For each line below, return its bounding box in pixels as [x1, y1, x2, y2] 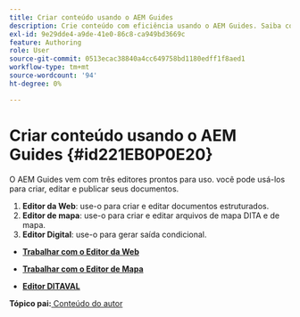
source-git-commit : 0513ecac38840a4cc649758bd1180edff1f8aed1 [9, 54, 246, 63]
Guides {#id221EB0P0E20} [9, 144, 213, 165]
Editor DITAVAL [21, 280, 80, 291]
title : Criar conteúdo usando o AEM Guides [9, 12, 174, 22]
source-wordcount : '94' [9, 71, 98, 80]
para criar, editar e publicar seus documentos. [9, 183, 179, 194]
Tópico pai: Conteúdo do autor [9, 297, 123, 308]
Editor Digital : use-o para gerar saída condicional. [21, 229, 207, 240]
